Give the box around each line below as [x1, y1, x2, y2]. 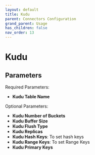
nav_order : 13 [5, 30, 35, 35]
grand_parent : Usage [5, 21, 48, 26]
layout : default [5, 7, 39, 12]
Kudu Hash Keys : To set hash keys [12, 134, 84, 140]
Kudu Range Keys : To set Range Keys [12, 139, 90, 145]
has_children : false [5, 26, 48, 31]
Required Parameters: [5, 84, 49, 90]
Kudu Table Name [12, 94, 50, 99]
